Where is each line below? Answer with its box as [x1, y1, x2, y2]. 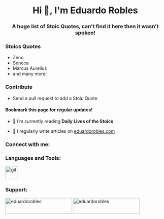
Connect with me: [5, 140, 50, 148]
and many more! [12, 71, 47, 77]
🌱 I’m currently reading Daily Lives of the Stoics [12, 118, 113, 124]
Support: [5, 186, 28, 193]
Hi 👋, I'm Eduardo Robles [32, 5, 138, 16]
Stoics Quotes [5, 43, 41, 50]
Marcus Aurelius [12, 65, 47, 71]
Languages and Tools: [5, 154, 61, 161]
